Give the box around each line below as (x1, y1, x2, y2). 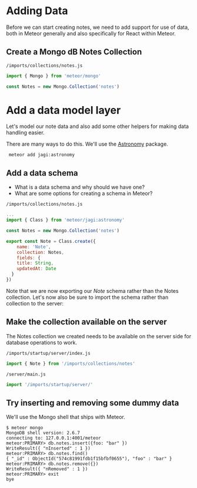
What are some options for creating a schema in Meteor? (14, 190, 153, 197)
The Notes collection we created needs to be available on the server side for (6, 332, 192, 339)
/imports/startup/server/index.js (6, 350, 91, 356)
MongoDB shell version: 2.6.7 (6, 430, 81, 436)
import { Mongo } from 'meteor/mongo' (6, 72, 101, 79)
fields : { (16, 255, 41, 261)
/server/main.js (6, 371, 46, 377)
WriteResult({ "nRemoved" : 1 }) (6, 466, 88, 472)
